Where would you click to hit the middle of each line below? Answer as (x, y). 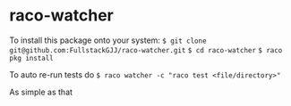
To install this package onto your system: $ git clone (108, 40)
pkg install (31, 58)
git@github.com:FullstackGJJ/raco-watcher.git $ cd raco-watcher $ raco (146, 50)
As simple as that (41, 92)
